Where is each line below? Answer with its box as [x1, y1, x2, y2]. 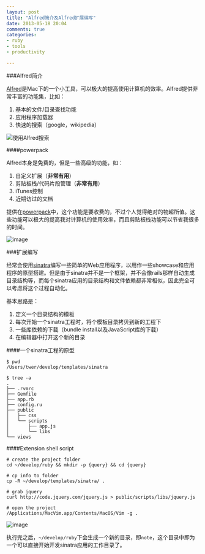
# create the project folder [6, 456, 81, 463]
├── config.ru [6, 401, 43, 408]
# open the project [6, 504, 56, 511]
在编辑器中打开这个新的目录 [15, 333, 86, 340]
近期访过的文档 [15, 194, 53, 202]
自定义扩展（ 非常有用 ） [15, 172, 75, 179]
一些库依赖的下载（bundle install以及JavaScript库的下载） [15, 326, 162, 333]
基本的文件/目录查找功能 [15, 106, 76, 113]
